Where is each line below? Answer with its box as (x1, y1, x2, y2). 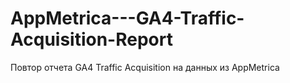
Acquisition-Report (10, 28, 173, 51)
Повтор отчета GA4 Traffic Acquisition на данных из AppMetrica (10, 61, 280, 73)
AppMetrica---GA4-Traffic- (10, 7, 245, 30)
